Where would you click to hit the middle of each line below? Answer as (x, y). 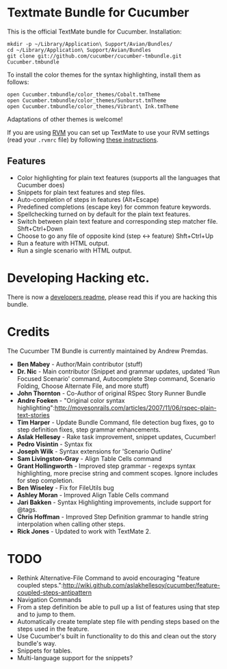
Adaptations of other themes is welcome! (65, 119)
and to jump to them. (46, 614)
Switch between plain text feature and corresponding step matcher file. (117, 221)
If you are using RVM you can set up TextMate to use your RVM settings (108, 132)
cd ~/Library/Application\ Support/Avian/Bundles (79, 50)
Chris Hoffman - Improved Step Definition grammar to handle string (112, 516)
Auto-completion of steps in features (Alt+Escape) (88, 199)
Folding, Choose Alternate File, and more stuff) (83, 386)
